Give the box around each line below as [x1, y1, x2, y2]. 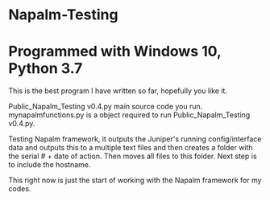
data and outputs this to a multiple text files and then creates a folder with [8, 143, 253, 153]
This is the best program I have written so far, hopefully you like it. [8, 86, 228, 96]
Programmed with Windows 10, [8, 43, 222, 61]
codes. [8, 184, 31, 194]
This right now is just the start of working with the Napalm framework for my [8, 175, 262, 186]
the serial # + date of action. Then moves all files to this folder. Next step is [8, 151, 257, 161]
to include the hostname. [8, 160, 91, 169]
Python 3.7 [8, 59, 83, 78]
